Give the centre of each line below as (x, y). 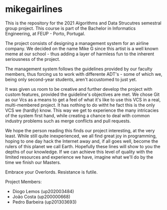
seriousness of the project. (33, 59)
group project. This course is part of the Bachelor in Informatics (71, 28)
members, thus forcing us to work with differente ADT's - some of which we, (84, 74)
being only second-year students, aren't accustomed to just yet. (71, 79)
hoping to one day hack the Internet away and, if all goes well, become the (82, 141)
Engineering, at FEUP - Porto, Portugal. (45, 33)
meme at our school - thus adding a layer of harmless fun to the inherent (80, 54)
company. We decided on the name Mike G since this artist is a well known (82, 48)
